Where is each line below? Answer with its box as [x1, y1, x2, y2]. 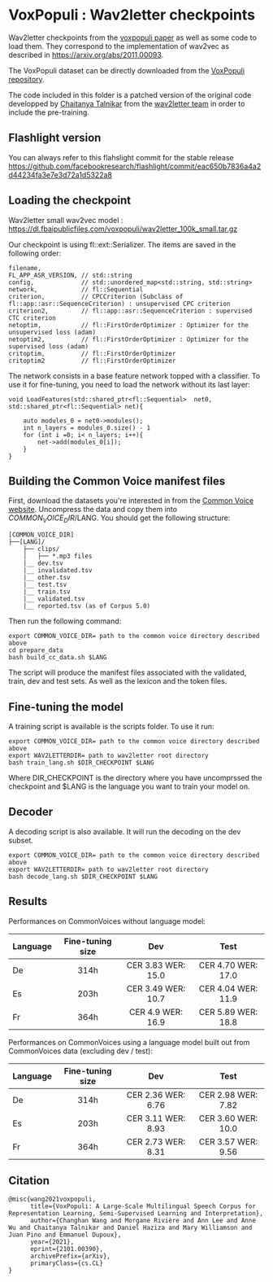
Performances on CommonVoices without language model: [8, 916, 206, 925]
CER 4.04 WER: [198, 982, 258, 994]
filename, [8, 264, 42, 272]
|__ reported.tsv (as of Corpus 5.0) [23, 602, 151, 610]
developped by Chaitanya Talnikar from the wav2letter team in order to [8, 98, 245, 108]
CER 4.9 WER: [128, 1006, 183, 1017]
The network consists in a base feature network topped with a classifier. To [8, 370, 261, 380]
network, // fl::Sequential [8, 285, 144, 294]
